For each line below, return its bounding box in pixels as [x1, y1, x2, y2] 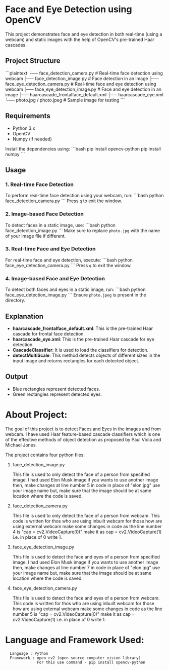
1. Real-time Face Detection [5, 181, 74, 188]
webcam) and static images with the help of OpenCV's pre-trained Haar [5, 36, 155, 43]
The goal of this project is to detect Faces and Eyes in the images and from [5, 426, 161, 432]
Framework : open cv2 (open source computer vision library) [10, 655, 141, 660]
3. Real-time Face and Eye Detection [5, 245, 96, 252]
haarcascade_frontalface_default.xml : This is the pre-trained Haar [12, 325, 153, 331]
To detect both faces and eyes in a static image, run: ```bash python [5, 286, 146, 292]
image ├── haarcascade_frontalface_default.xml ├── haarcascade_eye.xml [5, 91, 164, 97]
